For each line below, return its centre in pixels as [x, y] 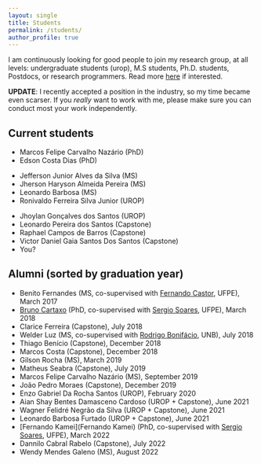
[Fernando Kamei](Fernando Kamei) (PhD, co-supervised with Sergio [131, 426]
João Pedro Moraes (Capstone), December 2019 [98, 385]
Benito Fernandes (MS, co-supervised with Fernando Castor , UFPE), [130, 293]
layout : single [33, 15]
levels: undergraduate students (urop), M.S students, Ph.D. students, [119, 68]
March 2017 [38, 301]
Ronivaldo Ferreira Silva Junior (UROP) [82, 201]
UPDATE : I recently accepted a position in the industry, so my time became [129, 92]
